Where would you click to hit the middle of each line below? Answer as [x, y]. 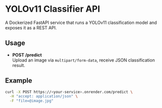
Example [19, 81]
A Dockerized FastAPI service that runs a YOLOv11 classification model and [81, 22]
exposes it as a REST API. [31, 27]
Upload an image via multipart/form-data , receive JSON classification [83, 60]
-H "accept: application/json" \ [44, 96]
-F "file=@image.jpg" [32, 101]
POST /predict [27, 55]
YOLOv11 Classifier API [53, 9]
